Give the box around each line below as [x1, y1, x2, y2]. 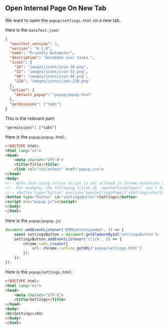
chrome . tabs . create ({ [23, 241, 68, 246]
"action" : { [9, 87, 35, 93]
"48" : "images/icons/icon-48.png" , [14, 73, 88, 79]
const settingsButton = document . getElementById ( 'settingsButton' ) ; [14, 232, 160, 237]
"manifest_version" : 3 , [9, 41, 59, 46]
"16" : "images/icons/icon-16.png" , [14, 64, 88, 69]
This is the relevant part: [5, 115, 55, 121]
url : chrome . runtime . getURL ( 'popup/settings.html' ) [31, 246, 142, 251]
